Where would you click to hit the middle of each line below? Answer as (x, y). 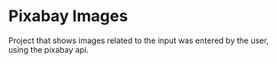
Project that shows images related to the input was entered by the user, (138, 40)
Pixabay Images (68, 16)
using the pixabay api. (49, 49)
